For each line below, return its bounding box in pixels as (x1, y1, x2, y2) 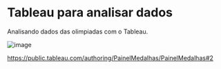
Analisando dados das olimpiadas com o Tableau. (7, 27, 148, 36)
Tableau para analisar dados (7, 5, 173, 20)
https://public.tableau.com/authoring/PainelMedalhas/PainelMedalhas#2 (7, 53, 214, 62)
